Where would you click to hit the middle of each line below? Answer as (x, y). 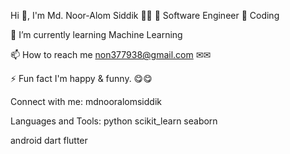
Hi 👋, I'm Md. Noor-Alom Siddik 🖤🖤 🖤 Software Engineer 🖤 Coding (145, 15)
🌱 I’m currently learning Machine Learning (96, 34)
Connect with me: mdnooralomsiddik (86, 101)
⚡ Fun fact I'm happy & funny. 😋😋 (81, 78)
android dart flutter (49, 140)
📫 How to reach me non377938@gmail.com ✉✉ (111, 54)
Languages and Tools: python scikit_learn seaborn (114, 121)
